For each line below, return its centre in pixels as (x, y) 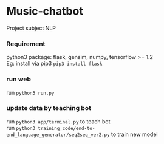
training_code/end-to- (67, 128)
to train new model (134, 134)
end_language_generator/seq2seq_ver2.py (58, 135)
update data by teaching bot (49, 108)
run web (19, 79)
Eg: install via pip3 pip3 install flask (54, 63)
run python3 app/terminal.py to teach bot (58, 121)
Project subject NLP (31, 28)
